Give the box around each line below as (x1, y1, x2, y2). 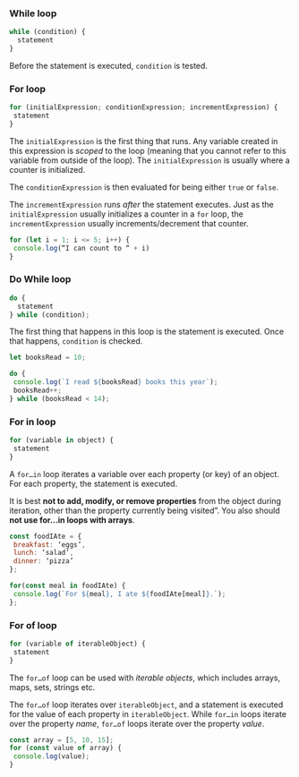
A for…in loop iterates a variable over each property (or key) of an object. (9, 468, 280, 479)
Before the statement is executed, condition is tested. (9, 60, 209, 71)
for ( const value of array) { (9, 744, 123, 753)
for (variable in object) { (9, 436, 115, 445)
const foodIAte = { (9, 532, 82, 541)
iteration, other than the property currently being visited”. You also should (9, 505, 280, 516)
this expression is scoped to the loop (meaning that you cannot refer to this (9, 145, 286, 156)
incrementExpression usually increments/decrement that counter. (9, 218, 249, 228)
